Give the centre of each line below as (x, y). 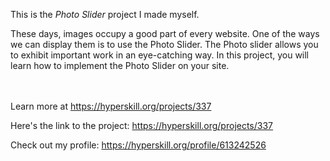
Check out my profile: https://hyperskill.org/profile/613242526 (138, 145)
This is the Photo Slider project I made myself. (105, 14)
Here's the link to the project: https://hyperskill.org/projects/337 (142, 125)
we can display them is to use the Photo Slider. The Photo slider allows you (164, 44)
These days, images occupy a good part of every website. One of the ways (165, 33)
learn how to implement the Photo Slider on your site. (120, 65)
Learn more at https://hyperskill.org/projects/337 (111, 106)
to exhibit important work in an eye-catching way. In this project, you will (160, 55)
